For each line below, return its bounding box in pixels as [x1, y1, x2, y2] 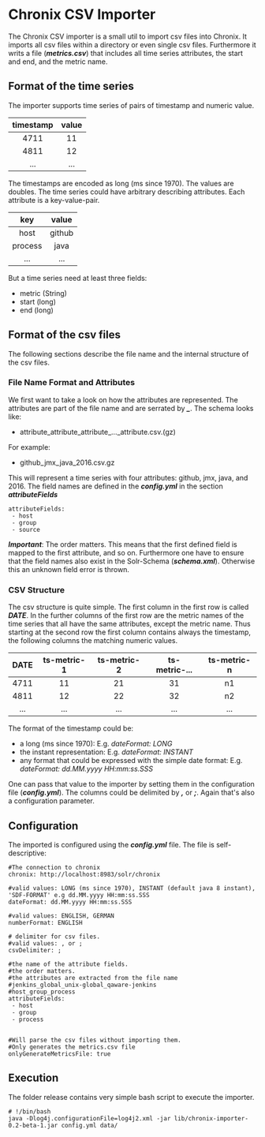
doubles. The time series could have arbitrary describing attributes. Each [8, 187, 245, 196]
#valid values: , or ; [8, 939, 83, 948]
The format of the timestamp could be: [8, 724, 134, 733]
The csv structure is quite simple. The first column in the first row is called [8, 602, 249, 612]
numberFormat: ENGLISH [8, 918, 83, 926]
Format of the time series [8, 80, 134, 93]
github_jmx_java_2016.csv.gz [19, 458, 115, 467]
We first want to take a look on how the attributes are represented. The [8, 395, 238, 404]
